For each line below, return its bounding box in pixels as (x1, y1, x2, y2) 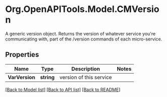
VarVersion (8, 73, 35, 80)
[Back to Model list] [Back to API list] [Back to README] (5, 86, 121, 92)
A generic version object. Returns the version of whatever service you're (5, 30, 156, 36)
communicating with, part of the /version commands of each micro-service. (5, 36, 162, 42)
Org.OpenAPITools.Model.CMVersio (5, 3, 159, 15)
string (40, 73, 55, 80)
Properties (5, 50, 39, 59)
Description (71, 65, 101, 72)
